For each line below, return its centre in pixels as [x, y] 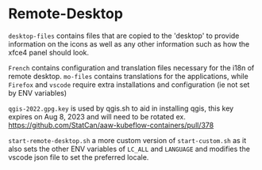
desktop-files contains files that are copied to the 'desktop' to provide [124, 36]
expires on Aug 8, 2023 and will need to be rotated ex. [97, 116]
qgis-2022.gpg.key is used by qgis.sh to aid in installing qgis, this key [121, 108]
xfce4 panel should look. [49, 52]
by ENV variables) [38, 93]
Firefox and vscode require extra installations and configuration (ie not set [129, 85]
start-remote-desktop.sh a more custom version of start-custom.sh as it [127, 140]
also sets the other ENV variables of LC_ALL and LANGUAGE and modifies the [129, 149]
